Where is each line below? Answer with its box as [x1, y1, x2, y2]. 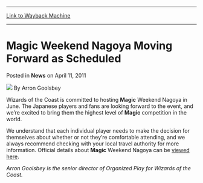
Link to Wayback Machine [6, 12, 71, 19]
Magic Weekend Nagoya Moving [6, 39, 173, 53]
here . [6, 153, 19, 160]
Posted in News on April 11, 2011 [6, 72, 86, 79]
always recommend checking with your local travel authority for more [6, 140, 179, 147]
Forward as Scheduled [6, 52, 121, 65]
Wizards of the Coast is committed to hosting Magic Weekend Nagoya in [6, 96, 188, 103]
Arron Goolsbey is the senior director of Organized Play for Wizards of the [6, 164, 192, 171]
